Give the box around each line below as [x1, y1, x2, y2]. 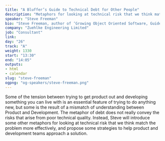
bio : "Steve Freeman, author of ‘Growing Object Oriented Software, [5, 21, 148, 26]
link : [5, 35, 16, 40]
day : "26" [5, 39, 26, 44]
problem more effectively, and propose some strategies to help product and [5, 125, 158, 131]
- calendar [5, 71, 27, 76]
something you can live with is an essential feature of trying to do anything [5, 99, 156, 105]
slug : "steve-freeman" [5, 76, 52, 81]
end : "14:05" [5, 57, 32, 62]
